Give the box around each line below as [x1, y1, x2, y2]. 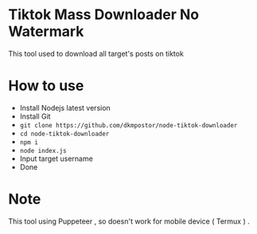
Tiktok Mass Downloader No [8, 6, 200, 24]
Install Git [19, 111, 51, 121]
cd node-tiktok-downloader [19, 130, 110, 138]
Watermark [8, 22, 84, 41]
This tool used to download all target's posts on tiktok [8, 49, 185, 58]
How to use [8, 77, 84, 95]
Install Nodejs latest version [19, 103, 111, 112]
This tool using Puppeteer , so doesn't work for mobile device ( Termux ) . [8, 216, 250, 226]
